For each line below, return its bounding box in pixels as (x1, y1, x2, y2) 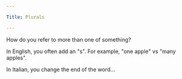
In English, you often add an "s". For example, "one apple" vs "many (6, 48, 176, 55)
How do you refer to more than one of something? (6, 36, 132, 43)
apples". (6, 54, 27, 61)
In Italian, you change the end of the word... (6, 66, 115, 73)
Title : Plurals (6, 14, 45, 20)
